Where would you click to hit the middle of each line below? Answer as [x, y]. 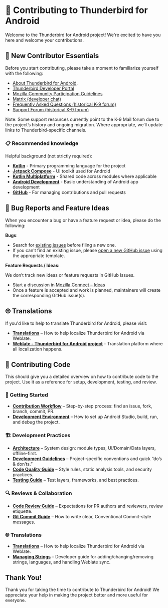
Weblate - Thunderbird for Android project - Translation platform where [88, 343]
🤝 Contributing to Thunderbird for [76, 10]
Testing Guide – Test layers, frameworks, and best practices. [75, 480]
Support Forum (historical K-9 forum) [51, 109]
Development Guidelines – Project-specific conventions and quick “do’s [87, 459]
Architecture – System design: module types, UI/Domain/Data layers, [84, 448]
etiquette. [22, 511]
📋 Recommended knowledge [42, 143]
